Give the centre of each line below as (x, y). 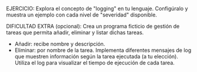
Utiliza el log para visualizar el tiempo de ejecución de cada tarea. (95, 63)
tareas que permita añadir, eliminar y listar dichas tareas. (75, 32)
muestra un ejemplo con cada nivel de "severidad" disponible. (82, 15)
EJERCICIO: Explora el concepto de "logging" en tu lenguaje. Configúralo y (97, 9)
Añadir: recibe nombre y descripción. (60, 44)
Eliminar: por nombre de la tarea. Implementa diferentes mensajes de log (103, 50)
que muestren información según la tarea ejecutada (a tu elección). (96, 56)
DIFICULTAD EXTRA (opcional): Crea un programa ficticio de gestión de (93, 26)
